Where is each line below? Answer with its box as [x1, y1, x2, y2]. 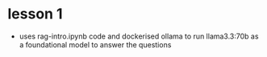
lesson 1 [7, 5, 63, 23]
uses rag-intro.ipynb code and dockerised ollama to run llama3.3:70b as [19, 31, 259, 41]
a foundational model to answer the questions [19, 39, 172, 49]
